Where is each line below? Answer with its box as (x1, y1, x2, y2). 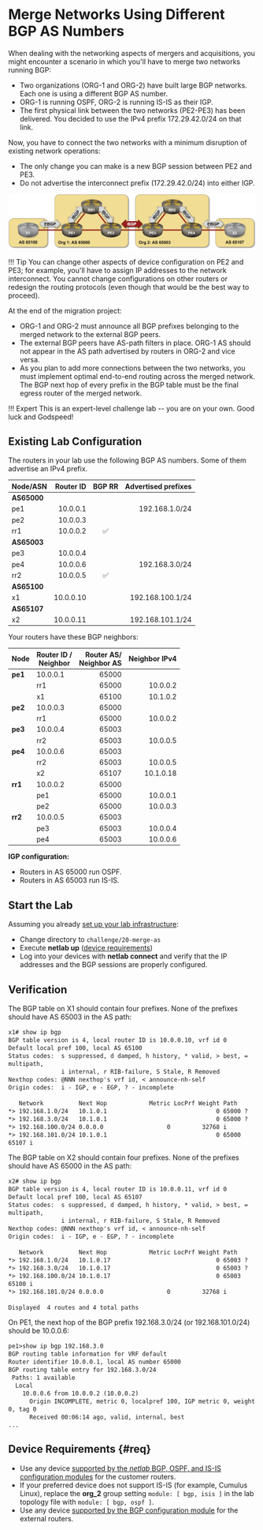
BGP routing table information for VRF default (8, 1350, 168, 1359)
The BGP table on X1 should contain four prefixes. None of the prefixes (8, 1004, 239, 1014)
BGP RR (93, 482, 119, 491)
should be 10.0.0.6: (8, 1326, 69, 1336)
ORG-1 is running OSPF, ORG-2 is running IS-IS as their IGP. (19, 97, 214, 107)
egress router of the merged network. (19, 388, 143, 398)
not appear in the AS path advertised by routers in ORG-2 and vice (19, 346, 235, 356)
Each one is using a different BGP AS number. (19, 88, 168, 98)
